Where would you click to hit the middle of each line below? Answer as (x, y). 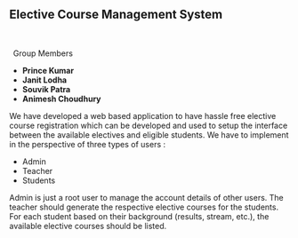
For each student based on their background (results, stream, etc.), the (139, 216)
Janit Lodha (44, 80)
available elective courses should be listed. (88, 226)
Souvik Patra (46, 89)
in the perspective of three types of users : (88, 144)
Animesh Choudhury (61, 99)
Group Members (43, 53)
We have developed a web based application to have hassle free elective (143, 115)
